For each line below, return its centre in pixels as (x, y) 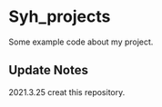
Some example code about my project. (81, 42)
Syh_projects (60, 17)
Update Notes (48, 70)
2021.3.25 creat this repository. (67, 92)
